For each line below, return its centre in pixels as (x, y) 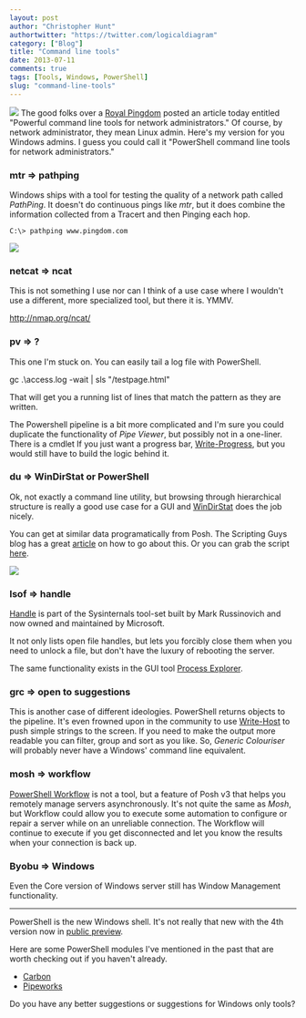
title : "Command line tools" (65, 52)
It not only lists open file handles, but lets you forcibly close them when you (151, 641)
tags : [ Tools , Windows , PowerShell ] (79, 77)
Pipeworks (42, 986)
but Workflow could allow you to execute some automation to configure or (148, 813)
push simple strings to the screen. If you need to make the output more (143, 731)
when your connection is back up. (73, 842)
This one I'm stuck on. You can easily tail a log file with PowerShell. (135, 362)
